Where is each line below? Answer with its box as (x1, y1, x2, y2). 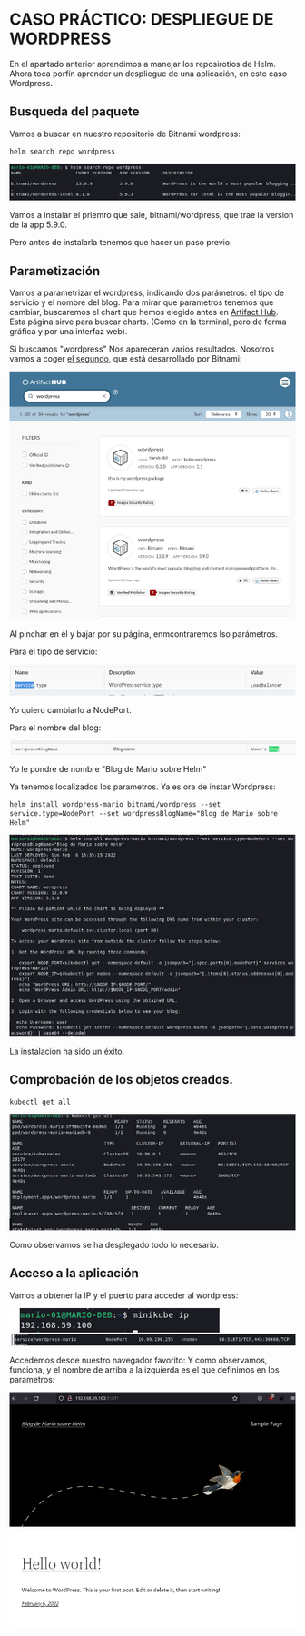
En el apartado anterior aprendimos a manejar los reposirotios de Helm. (9, 58, 277, 69)
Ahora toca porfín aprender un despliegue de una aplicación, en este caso (9, 68, 288, 79)
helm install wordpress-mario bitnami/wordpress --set (9, 800, 221, 809)
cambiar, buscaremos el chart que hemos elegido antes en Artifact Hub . (9, 307, 279, 318)
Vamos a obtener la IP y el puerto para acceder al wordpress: (9, 1290, 239, 1301)
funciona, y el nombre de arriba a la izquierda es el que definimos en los (9, 1363, 280, 1375)
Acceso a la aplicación (9, 1265, 139, 1281)
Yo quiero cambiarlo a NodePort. (9, 704, 132, 715)
